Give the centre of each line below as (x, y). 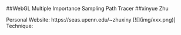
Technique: (20, 26)
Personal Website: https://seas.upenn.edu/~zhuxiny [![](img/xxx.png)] (91, 20)
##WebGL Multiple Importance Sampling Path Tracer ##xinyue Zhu (87, 8)
